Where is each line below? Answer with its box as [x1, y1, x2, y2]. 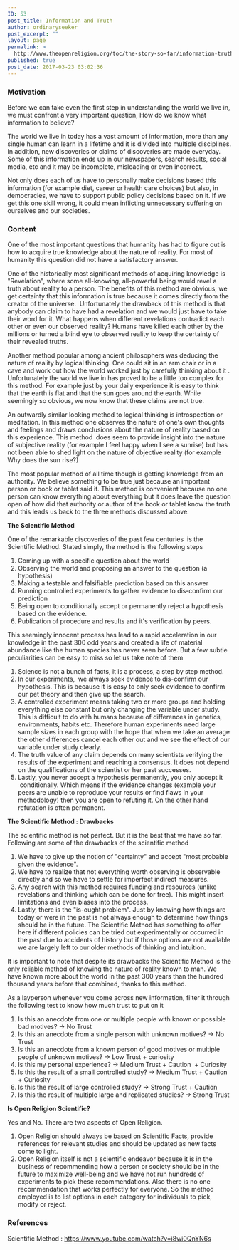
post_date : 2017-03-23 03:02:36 [7, 63, 103, 71]
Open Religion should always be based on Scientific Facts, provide [17, 1132, 213, 1140]
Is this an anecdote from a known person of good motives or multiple [17, 1045, 221, 1054]
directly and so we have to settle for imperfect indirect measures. [17, 875, 209, 884]
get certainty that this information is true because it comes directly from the [7, 292, 229, 301]
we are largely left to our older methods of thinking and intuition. [17, 943, 206, 952]
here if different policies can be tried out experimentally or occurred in [17, 928, 224, 937]
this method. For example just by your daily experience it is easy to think [7, 382, 219, 390]
